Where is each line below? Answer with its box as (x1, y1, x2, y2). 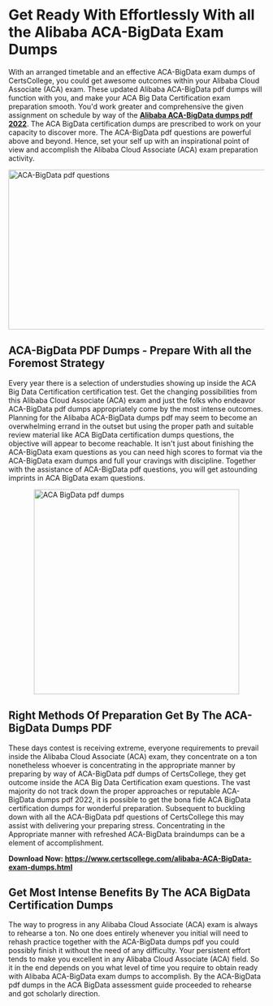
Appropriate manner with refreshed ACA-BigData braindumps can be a (8, 829, 245, 839)
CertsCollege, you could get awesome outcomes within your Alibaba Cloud (8, 76, 260, 85)
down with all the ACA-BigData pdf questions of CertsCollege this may (8, 812, 245, 822)
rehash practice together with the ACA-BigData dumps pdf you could (8, 937, 240, 947)
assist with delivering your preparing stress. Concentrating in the (8, 820, 226, 830)
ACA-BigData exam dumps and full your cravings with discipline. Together (8, 456, 257, 465)
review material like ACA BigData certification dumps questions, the (8, 430, 234, 439)
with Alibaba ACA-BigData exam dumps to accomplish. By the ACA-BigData (8, 972, 262, 982)
